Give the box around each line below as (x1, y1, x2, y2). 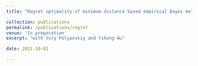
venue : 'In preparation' (6, 30, 67, 36)
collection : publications (6, 19, 70, 25)
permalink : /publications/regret (6, 25, 88, 30)
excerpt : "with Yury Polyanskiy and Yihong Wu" (6, 36, 126, 41)
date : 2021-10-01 (6, 46, 49, 52)
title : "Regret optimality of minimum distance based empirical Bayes (6, 8, 183, 15)
